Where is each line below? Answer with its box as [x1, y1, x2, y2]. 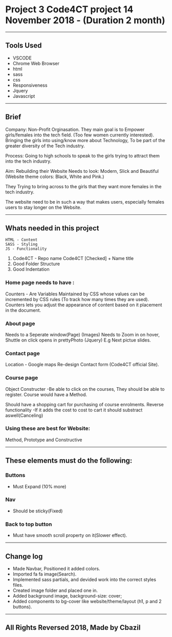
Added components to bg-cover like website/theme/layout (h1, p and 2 [12, 598, 162, 604]
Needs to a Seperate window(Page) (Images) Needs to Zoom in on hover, [5, 331, 160, 337]
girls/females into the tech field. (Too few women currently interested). [5, 132, 155, 138]
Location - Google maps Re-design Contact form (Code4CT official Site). [5, 362, 159, 368]
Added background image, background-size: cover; [12, 592, 122, 599]
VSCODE [12, 55, 32, 61]
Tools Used [5, 41, 42, 50]
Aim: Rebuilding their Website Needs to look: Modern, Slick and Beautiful [5, 168, 159, 174]
